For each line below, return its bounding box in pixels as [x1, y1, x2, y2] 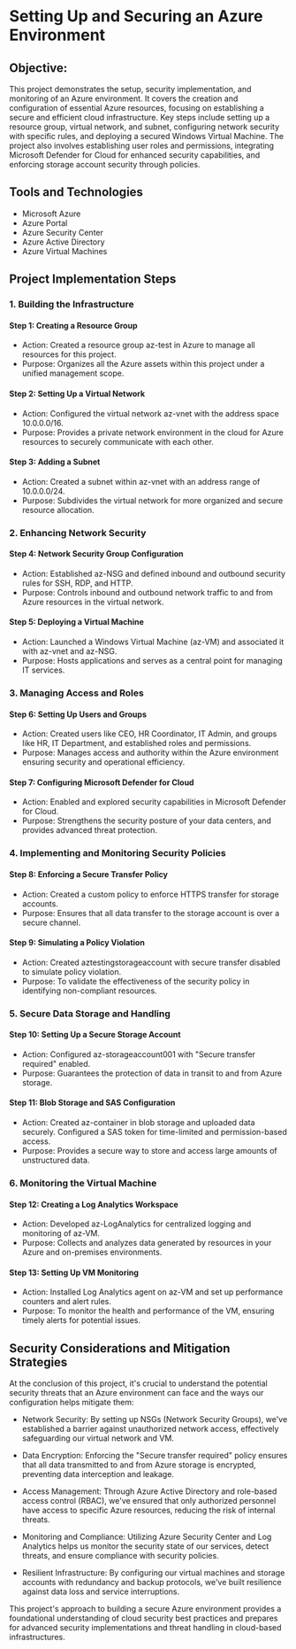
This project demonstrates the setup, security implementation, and [9, 84, 252, 94]
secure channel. [21, 917, 81, 928]
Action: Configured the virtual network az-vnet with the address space [21, 408, 280, 418]
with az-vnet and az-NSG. [21, 646, 118, 657]
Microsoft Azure [21, 208, 81, 219]
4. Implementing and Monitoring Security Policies [9, 847, 227, 860]
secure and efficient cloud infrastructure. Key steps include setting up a [9, 113, 270, 122]
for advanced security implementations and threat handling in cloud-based [9, 1622, 282, 1633]
